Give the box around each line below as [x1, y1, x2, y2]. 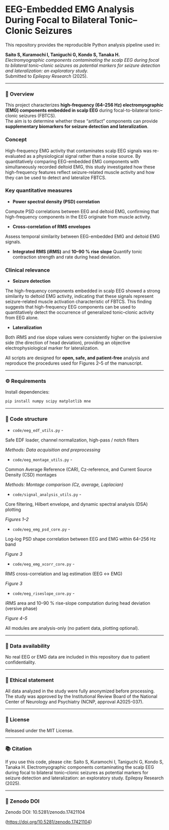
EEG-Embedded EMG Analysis [5, 4, 135, 15]
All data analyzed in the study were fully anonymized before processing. [5, 688, 155, 694]
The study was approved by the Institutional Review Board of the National [5, 693, 157, 700]
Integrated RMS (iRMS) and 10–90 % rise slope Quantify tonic [12, 248, 142, 254]
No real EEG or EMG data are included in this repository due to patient [5, 653, 150, 660]
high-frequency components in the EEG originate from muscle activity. [5, 213, 151, 220]
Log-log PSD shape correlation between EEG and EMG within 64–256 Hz [5, 536, 156, 542]
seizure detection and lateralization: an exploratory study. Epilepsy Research [5, 775, 164, 781]
